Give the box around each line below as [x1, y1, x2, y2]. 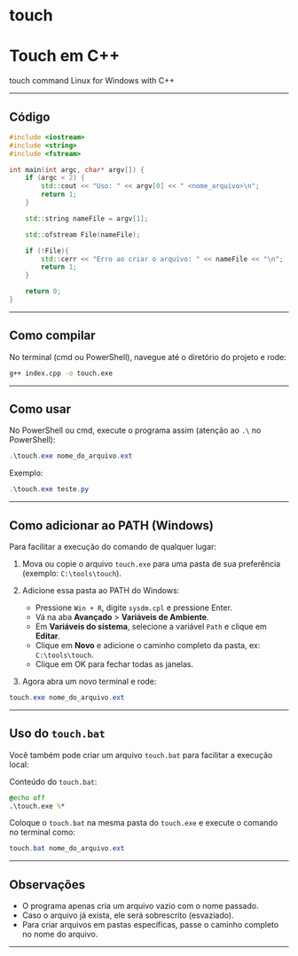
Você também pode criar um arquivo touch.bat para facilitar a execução [9, 749, 273, 760]
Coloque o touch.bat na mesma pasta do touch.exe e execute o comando [9, 818, 278, 828]
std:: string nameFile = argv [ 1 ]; [25, 214, 149, 223]
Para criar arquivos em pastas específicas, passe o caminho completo [21, 920, 279, 930]
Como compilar [9, 328, 96, 343]
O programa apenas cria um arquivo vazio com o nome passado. [21, 901, 259, 912]
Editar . [35, 631, 60, 641]
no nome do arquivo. [21, 929, 98, 940]
